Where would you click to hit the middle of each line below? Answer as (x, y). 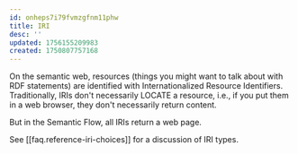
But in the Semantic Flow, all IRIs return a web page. (106, 123)
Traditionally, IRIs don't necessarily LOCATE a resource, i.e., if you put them (149, 96)
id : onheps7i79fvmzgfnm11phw (64, 17)
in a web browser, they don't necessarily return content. (113, 105)
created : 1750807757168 (54, 51)
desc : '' (26, 34)
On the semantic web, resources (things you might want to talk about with (146, 76)
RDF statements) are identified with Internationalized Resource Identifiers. (146, 86)
